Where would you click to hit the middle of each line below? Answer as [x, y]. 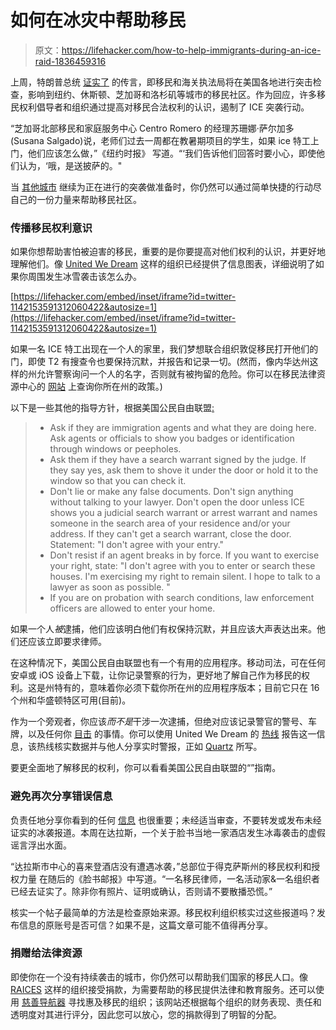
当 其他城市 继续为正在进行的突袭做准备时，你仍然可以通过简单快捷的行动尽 [166, 187]
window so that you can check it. [118, 481]
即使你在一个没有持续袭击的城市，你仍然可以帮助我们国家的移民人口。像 [159, 977]
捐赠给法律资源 [46, 953]
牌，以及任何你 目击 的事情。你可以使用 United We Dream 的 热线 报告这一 [163, 734]
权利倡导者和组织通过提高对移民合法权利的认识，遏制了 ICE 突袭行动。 [164, 107]
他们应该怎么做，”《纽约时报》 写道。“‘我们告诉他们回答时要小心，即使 [172, 153]
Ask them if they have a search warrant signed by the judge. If [178, 460]
